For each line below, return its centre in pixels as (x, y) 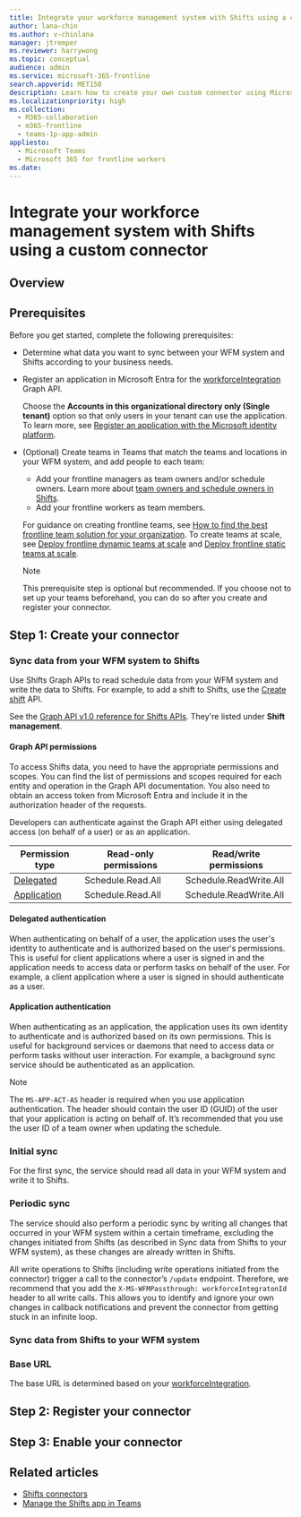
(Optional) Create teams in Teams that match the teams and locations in (155, 452)
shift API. (26, 699)
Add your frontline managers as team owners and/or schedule (150, 478)
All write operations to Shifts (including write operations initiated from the (144, 1269)
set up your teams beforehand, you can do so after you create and (145, 598)
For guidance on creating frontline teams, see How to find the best (145, 524)
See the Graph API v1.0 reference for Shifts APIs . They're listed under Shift (147, 717)
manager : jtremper (43, 43)
